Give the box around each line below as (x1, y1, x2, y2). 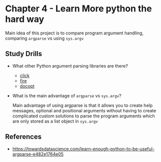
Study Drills (5, 50, 42, 58)
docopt (19, 83, 35, 89)
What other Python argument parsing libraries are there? (12, 63, 128, 69)
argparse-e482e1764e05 (12, 151, 64, 157)
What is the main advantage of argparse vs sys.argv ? (12, 92, 122, 98)
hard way (5, 13, 45, 25)
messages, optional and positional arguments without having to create (12, 107, 157, 113)
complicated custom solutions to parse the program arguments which (12, 113, 155, 119)
